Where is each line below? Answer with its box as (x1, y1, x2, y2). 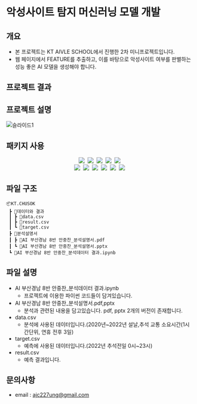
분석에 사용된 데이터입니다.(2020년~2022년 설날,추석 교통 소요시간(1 (23, 321, 185, 328)
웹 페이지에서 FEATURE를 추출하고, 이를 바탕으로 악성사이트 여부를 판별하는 (14, 56, 191, 63)
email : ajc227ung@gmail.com (14, 391, 90, 399)
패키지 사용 (6, 141, 45, 151)
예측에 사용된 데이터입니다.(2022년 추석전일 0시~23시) (23, 342, 153, 349)
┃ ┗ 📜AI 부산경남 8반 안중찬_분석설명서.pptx (8, 243, 108, 249)
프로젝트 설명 (6, 104, 52, 114)
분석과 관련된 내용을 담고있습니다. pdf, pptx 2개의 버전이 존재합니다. (23, 306, 183, 314)
